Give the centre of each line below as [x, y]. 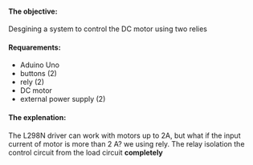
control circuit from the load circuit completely [86, 152]
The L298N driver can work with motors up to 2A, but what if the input [124, 135]
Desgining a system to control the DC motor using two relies [108, 29]
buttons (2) [39, 74]
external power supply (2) [63, 99]
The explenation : [37, 117]
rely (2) [32, 82]
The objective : [33, 11]
